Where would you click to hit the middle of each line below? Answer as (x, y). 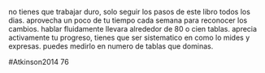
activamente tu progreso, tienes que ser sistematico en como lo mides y (129, 37)
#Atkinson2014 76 (39, 62)
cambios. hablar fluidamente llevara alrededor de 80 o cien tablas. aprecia (133, 29)
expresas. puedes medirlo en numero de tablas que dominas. (111, 46)
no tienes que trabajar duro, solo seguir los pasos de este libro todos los (129, 12)
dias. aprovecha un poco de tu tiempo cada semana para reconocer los (128, 20)
